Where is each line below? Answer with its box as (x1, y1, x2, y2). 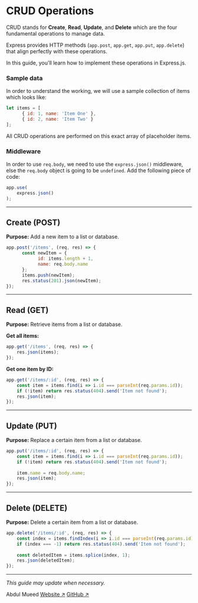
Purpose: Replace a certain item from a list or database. (6, 437, 143, 444)
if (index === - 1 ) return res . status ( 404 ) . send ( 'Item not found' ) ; (16, 541, 186, 547)
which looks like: (6, 93, 47, 101)
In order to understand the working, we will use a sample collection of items (6, 88, 190, 95)
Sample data (6, 74, 43, 82)
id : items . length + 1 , (37, 256, 94, 262)
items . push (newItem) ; (21, 272, 75, 278)
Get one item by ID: (6, 365, 54, 372)
